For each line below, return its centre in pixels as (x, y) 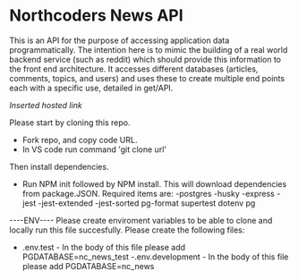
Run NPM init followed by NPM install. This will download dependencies (154, 183)
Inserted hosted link (46, 105)
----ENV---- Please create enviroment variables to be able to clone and (141, 220)
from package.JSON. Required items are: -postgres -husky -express (148, 193)
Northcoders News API (96, 16)
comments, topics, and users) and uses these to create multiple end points (147, 78)
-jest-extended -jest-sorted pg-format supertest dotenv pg (147, 203)
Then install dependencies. (59, 166)
